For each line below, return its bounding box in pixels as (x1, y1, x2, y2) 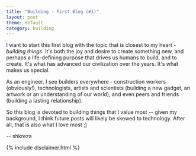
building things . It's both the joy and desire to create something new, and (6, 48, 184, 55)
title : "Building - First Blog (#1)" (6, 8, 99, 15)
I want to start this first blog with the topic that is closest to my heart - (6, 42, 176, 49)
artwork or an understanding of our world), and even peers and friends (6, 91, 179, 98)
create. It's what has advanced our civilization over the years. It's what (6, 61, 179, 68)
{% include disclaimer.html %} (6, 144, 80, 151)
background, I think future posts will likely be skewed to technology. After (6, 115, 185, 122)
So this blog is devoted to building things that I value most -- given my (6, 109, 178, 116)
